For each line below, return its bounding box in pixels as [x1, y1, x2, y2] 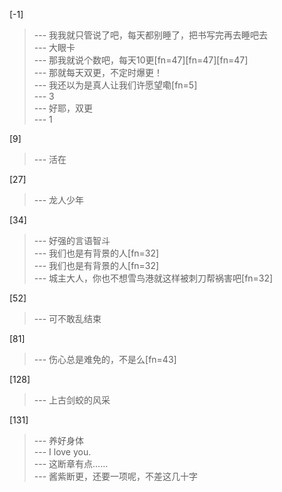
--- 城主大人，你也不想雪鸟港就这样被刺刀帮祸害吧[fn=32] [33, 272, 274, 284]
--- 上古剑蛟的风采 [33, 394, 111, 406]
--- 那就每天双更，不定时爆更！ [33, 67, 164, 78]
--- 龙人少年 [33, 194, 85, 206]
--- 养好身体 [33, 435, 85, 446]
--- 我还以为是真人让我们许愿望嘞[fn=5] [33, 79, 198, 91]
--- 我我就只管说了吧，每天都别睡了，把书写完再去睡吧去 [33, 29, 269, 41]
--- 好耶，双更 [33, 102, 94, 114]
